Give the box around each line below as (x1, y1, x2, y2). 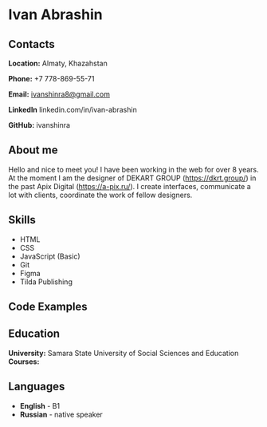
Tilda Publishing (19, 277, 73, 287)
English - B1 (19, 401, 61, 410)
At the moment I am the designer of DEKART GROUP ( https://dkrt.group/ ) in (8, 173, 257, 183)
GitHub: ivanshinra (8, 121, 70, 129)
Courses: (8, 357, 40, 366)
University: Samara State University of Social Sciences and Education (8, 348, 239, 358)
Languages (8, 380, 65, 393)
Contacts (8, 38, 56, 51)
